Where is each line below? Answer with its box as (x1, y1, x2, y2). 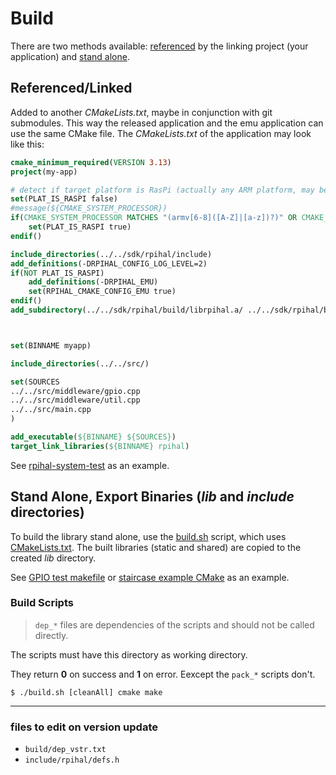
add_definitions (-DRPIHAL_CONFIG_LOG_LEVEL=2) (10, 258, 208, 269)
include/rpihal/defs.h (24, 755, 120, 766)
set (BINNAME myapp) (10, 340, 92, 351)
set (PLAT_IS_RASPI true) (28, 222, 132, 232)
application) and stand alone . (10, 50, 130, 62)
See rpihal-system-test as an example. (10, 459, 170, 471)
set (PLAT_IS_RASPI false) (10, 194, 118, 204)
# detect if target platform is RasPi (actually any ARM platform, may (10, 185, 315, 195)
